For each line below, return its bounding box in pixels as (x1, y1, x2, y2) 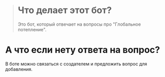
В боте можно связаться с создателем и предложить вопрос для (5, 60, 147, 67)
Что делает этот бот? (17, 5, 112, 16)
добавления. (5, 66, 33, 72)
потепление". (17, 26, 47, 32)
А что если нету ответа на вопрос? (5, 44, 160, 56)
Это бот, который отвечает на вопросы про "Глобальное (17, 21, 141, 27)
